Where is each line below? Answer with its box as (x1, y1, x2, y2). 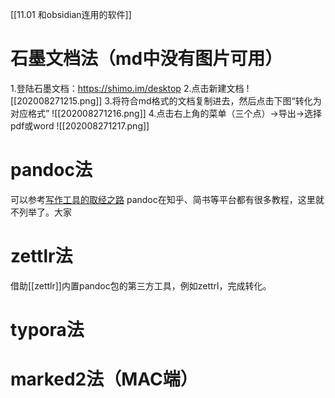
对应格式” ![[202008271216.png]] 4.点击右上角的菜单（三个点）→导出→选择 (10, 107, 323, 119)
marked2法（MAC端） (10, 368, 198, 391)
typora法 (10, 319, 85, 341)
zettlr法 (10, 245, 73, 268)
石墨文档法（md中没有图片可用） (10, 48, 283, 70)
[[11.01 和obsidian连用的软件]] (10, 9, 132, 20)
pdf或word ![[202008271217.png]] (10, 119, 150, 132)
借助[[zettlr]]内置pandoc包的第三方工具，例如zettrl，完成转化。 (10, 279, 272, 292)
